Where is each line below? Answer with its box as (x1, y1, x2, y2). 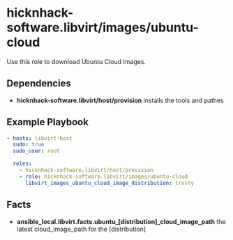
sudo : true (13, 141, 45, 148)
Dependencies (6, 78, 71, 90)
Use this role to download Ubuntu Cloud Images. (6, 57, 146, 65)
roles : (13, 160, 32, 168)
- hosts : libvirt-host (6, 134, 73, 142)
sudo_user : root (13, 147, 60, 154)
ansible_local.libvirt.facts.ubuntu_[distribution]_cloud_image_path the (16, 217, 226, 225)
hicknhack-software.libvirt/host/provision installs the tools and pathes (16, 96, 224, 104)
